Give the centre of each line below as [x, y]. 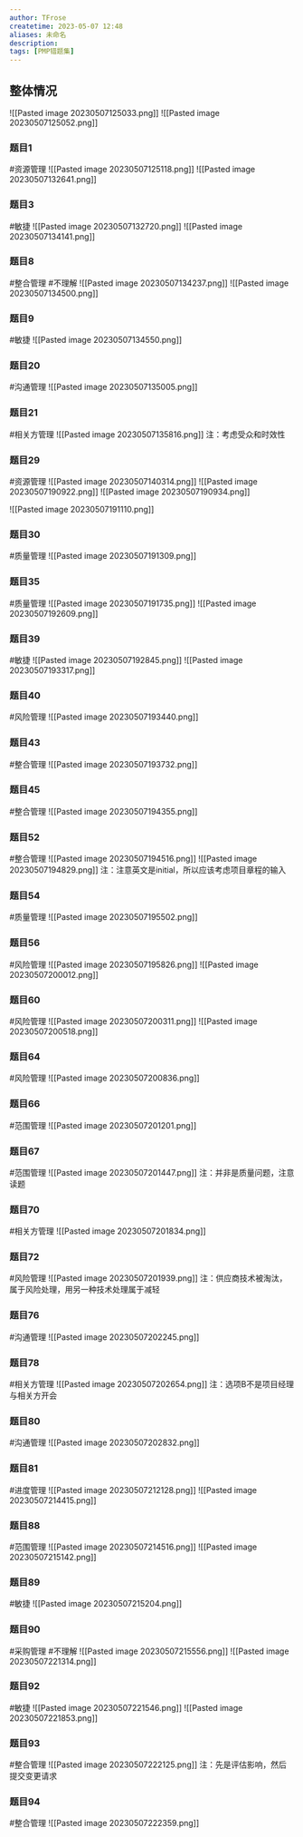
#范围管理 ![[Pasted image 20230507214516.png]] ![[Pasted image [133, 1547]
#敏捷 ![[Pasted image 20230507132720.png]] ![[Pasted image [126, 226]
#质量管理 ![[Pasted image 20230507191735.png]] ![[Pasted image [133, 603]
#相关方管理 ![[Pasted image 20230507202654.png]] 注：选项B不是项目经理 [151, 1384]
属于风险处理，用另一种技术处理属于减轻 [85, 1290]
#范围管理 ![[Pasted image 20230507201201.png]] [103, 1125]
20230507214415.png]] [53, 1500]
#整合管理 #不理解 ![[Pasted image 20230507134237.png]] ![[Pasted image [149, 283]
